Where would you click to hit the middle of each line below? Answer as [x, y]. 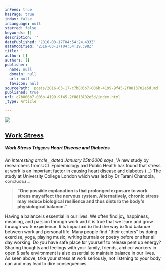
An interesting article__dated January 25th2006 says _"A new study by [77, 160]
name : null [21, 70]
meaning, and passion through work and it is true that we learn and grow [79, 222]
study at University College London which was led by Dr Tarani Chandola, [80, 176]
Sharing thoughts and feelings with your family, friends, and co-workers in [81, 248]
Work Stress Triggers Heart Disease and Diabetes [58, 148]
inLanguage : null [23, 23]
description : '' [22, 38]
